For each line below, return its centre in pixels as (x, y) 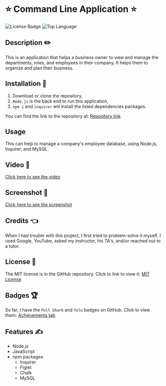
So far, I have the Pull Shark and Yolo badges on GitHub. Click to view (78, 310)
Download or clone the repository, (47, 95)
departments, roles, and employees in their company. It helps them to (77, 62)
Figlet (25, 367)
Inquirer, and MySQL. (27, 149)
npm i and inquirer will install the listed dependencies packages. (79, 106)
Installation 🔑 (26, 84)
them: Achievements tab (30, 315)
